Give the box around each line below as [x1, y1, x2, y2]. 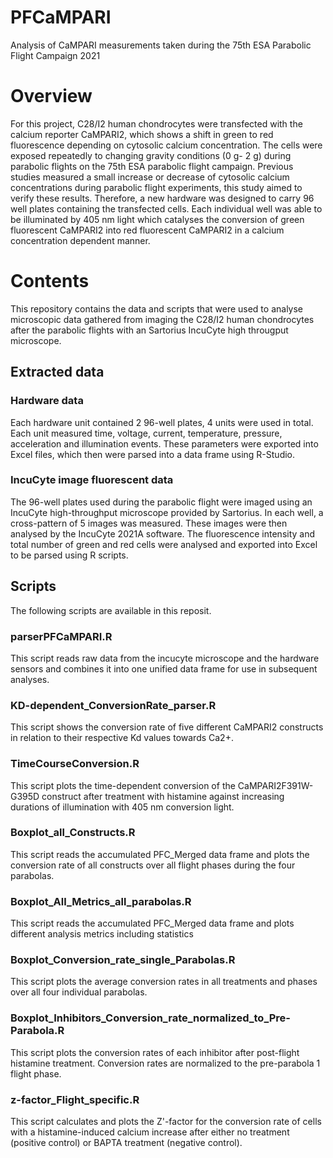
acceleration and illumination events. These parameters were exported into [10, 437, 319, 450]
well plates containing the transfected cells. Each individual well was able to [10, 202, 323, 215]
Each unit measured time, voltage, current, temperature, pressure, [10, 427, 283, 439]
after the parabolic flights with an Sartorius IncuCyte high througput [10, 324, 289, 336]
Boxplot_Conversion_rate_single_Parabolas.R [10, 953, 236, 967]
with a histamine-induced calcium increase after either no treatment [10, 1126, 290, 1138]
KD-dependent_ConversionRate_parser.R [10, 698, 217, 712]
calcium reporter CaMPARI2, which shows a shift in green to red [10, 128, 274, 140]
